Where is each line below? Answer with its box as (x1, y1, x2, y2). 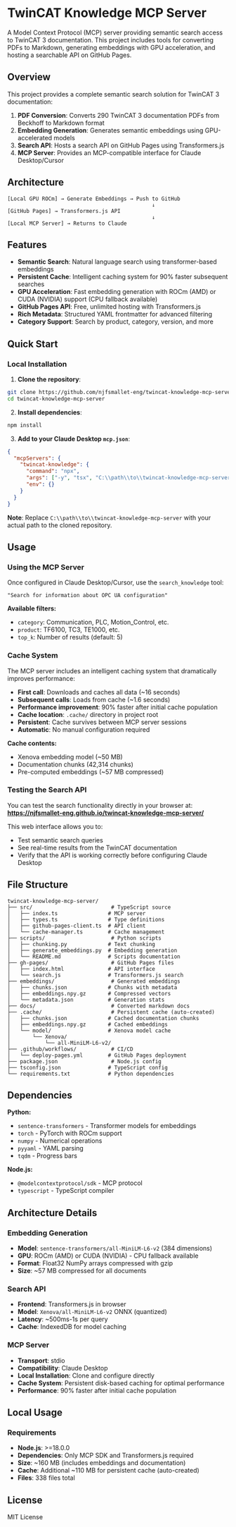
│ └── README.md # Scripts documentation (7, 953, 181, 960)
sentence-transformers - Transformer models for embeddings (17, 1122, 197, 1130)
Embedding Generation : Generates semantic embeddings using (17, 125, 204, 135)
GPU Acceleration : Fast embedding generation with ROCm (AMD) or (17, 288, 216, 296)
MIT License (7, 1513, 44, 1521)
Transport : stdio (17, 1356, 65, 1365)
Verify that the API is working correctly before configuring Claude (17, 851, 208, 859)
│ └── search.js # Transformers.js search (7, 971, 184, 979)
